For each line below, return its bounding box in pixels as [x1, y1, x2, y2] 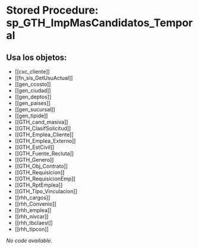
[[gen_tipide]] [14, 112, 48, 119]
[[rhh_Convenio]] [14, 200, 56, 207]
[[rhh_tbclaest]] [14, 219, 53, 226]
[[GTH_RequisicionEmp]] [14, 175, 75, 182]
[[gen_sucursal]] [14, 106, 55, 113]
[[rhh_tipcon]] [14, 226, 49, 232]
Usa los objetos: [6, 52, 67, 62]
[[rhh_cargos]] [14, 194, 50, 201]
